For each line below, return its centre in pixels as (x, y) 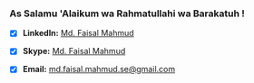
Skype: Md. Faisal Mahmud (74, 51)
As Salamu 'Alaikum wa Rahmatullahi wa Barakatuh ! (127, 14)
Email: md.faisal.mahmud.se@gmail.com (98, 69)
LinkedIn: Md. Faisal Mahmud (78, 33)
